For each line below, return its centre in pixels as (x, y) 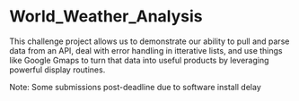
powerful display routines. (57, 70)
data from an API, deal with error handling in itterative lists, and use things (146, 50)
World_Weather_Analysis (106, 17)
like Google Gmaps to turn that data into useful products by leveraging (139, 60)
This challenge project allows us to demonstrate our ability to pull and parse (149, 41)
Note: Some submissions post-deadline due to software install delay (136, 87)
